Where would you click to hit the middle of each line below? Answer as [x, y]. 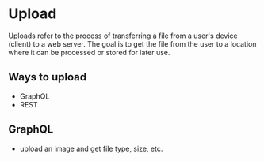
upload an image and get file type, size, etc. [91, 148]
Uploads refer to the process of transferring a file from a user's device [123, 36]
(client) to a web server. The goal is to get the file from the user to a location [132, 43]
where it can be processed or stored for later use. [89, 52]
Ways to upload [48, 77]
